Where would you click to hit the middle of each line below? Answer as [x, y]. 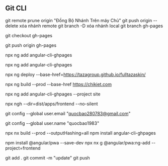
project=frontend [23, 148]
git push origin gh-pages [31, 45]
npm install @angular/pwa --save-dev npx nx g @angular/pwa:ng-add [78, 142]
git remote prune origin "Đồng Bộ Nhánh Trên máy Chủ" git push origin [79, 20]
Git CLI [16, 8]
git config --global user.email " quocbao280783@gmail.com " [68, 113]
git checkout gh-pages [29, 35]
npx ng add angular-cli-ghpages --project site [53, 94]
